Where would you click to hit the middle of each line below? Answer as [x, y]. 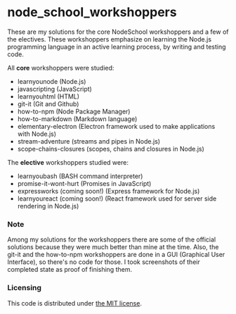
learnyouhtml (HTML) [48, 96]
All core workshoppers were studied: [61, 68]
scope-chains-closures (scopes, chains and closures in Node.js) [111, 149]
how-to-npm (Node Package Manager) [74, 111]
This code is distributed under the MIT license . [75, 303]
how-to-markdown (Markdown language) [77, 119]
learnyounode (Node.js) [52, 81]
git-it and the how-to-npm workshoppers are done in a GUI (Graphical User [116, 255]
